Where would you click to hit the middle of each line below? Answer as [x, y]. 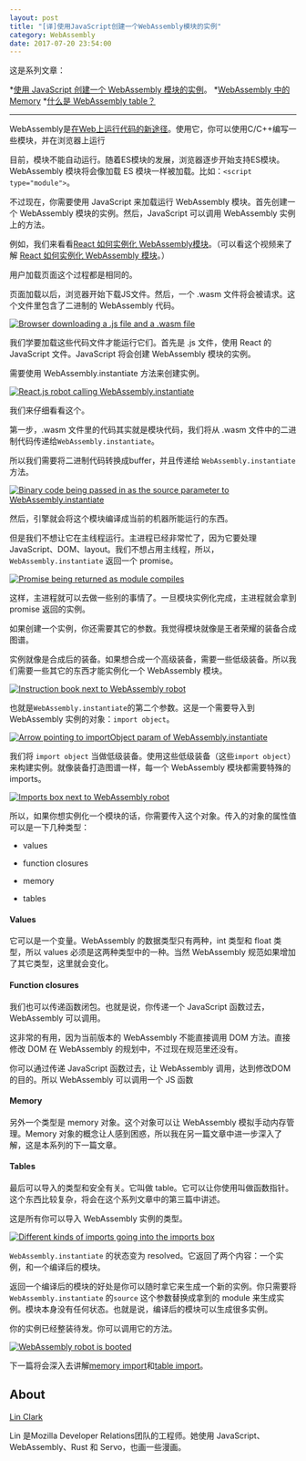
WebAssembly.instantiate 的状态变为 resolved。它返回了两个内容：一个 [143, 1256]
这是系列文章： [37, 70]
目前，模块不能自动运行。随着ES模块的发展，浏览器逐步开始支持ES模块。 [147, 159]
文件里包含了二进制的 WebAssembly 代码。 [98, 305]
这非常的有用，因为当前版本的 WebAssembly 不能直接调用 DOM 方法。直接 [150, 1037]
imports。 [28, 779]
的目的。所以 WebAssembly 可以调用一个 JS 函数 [102, 1079]
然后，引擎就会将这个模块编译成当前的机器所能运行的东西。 [121, 519]
